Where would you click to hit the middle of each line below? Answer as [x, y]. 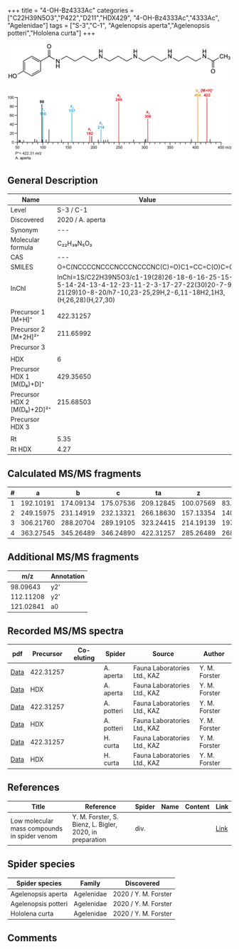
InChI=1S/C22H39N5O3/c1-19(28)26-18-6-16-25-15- [145, 277]
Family [90, 883]
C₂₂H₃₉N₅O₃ [74, 243]
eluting [84, 657]
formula [22, 247]
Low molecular [32, 821]
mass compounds [36, 828]
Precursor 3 [28, 347]
